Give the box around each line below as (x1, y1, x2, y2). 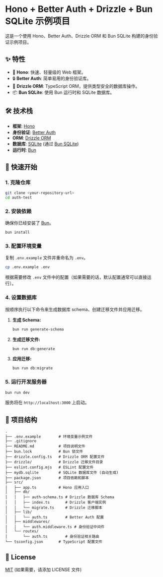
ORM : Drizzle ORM (12, 135, 51, 141)
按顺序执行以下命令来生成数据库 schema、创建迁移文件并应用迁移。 (5, 306, 145, 312)
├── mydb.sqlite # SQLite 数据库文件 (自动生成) (5, 470, 119, 475)
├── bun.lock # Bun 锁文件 (5, 449, 83, 454)
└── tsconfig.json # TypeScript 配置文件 (5, 539, 103, 544)
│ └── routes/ (5, 529, 39, 534)
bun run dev (5, 390, 30, 395)
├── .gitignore (5, 439, 37, 444)
